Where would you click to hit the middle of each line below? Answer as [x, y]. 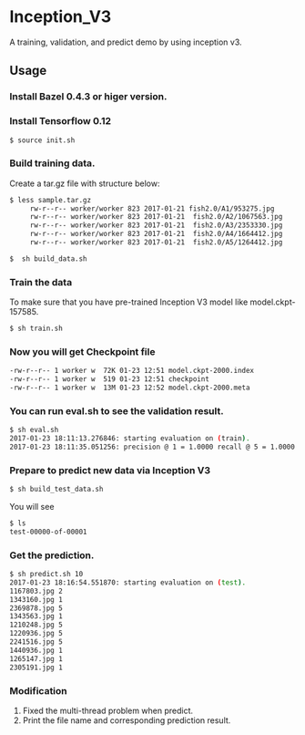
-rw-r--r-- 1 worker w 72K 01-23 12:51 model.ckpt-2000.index [132, 371]
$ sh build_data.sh [49, 259]
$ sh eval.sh [34, 430]
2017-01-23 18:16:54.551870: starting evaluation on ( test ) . [128, 582]
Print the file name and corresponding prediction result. [127, 720]
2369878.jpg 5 [36, 608]
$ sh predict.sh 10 [46, 575]
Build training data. [52, 163]
